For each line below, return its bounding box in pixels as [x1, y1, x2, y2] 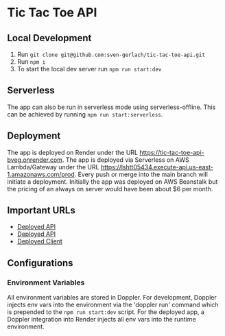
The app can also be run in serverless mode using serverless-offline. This [7, 103, 216, 111]
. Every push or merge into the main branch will [74, 170, 208, 178]
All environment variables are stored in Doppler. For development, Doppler [7, 293, 217, 302]
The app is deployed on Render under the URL [7, 148, 139, 156]
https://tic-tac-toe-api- [139, 148, 204, 156]
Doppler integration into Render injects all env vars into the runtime [7, 315, 197, 324]
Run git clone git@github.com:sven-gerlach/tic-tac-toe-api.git [16, 50, 206, 58]
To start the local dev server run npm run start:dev [16, 65, 162, 73]
